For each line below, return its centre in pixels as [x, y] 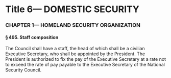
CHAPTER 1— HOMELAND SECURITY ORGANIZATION [73, 25]
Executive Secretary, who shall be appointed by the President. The [75, 54]
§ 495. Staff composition [32, 37]
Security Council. [23, 70]
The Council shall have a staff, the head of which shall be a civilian [75, 49]
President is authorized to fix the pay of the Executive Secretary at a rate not [86, 59]
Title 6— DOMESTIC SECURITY [72, 9]
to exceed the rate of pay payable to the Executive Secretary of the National [85, 65]
